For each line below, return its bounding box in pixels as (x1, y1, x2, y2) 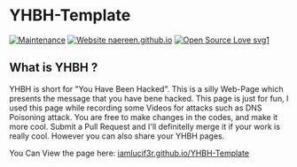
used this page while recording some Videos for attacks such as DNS (9, 102, 262, 113)
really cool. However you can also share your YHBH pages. (9, 130, 225, 141)
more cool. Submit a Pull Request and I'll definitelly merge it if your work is (9, 121, 281, 132)
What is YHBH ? (9, 60, 98, 75)
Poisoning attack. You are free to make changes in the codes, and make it (9, 111, 278, 122)
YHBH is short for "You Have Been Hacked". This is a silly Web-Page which (9, 83, 284, 94)
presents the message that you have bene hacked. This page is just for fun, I (9, 93, 289, 103)
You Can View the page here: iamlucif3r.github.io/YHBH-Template (9, 148, 250, 158)
